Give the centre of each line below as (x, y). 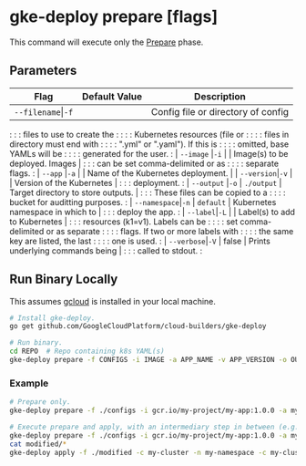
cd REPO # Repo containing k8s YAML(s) (87, 352)
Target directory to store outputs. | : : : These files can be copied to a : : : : (148, 192)
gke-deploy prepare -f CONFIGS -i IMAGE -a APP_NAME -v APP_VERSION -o (148, 360)
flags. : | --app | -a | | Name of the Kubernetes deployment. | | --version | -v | (151, 173)
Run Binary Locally (64, 280)
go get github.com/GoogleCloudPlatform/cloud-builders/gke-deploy (138, 326)
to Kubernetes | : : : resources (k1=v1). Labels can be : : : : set (124, 222)
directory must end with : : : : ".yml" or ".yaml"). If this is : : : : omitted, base (149, 144)
